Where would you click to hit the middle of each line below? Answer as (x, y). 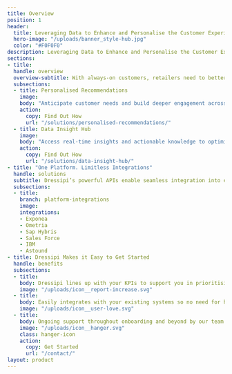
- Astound (34, 251)
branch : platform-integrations (65, 200)
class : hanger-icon (48, 334)
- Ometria (34, 225)
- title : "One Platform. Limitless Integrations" (80, 167)
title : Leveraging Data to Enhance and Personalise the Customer (109, 33)
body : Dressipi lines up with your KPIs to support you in (106, 283)
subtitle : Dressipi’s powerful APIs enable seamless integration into (117, 180)
